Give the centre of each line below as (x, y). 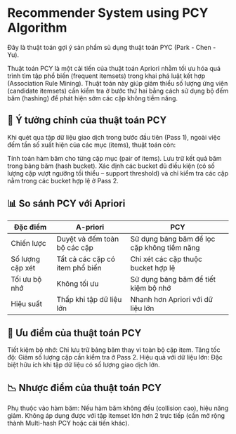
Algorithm (37, 28)
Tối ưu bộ (26, 279)
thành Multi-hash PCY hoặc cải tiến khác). (68, 423)
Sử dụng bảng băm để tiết (173, 279)
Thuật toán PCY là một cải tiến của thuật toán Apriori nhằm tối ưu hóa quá (114, 68)
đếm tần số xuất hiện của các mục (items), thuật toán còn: (92, 145)
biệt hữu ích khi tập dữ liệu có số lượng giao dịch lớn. (84, 365)
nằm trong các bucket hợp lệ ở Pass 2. (63, 180)
